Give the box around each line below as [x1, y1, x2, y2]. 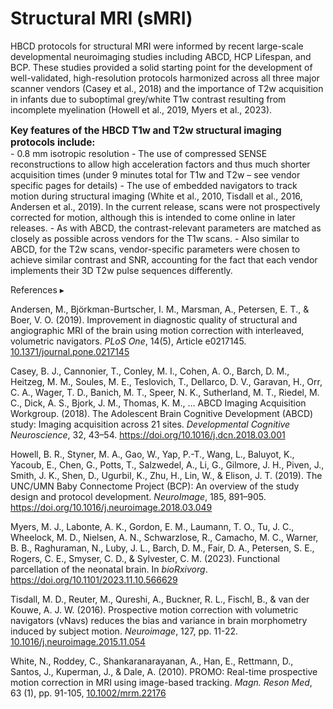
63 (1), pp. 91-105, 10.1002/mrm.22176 [10, 687, 167, 699]
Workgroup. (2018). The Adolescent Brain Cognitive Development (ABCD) [10, 408, 314, 420]
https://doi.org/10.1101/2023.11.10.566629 [10, 574, 178, 586]
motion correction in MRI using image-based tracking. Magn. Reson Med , [10, 677, 313, 689]
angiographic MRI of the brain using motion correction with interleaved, [10, 325, 305, 337]
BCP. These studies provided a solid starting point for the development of [10, 61, 313, 73]
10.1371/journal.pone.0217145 [10, 346, 130, 358]
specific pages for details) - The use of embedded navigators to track [10, 180, 298, 192]
